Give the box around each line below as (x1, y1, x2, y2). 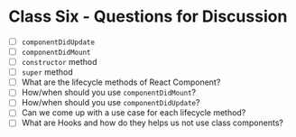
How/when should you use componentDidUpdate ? (21, 97, 200, 108)
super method (21, 67, 73, 78)
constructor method (21, 57, 97, 68)
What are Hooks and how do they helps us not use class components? (21, 117, 283, 128)
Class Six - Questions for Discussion (8, 6, 288, 27)
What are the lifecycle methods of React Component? (21, 77, 221, 87)
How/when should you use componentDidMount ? (21, 87, 197, 98)
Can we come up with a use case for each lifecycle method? (21, 107, 246, 118)
